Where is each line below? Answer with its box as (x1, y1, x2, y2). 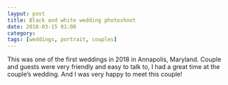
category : (7, 29, 36, 37)
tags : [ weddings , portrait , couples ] (7, 36, 117, 43)
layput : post (7, 10, 45, 17)
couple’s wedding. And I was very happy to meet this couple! (7, 70, 183, 79)
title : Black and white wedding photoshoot (7, 17, 136, 24)
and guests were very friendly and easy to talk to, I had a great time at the (7, 63, 220, 71)
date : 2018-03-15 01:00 (7, 23, 77, 30)
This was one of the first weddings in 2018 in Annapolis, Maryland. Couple (7, 55, 222, 63)
